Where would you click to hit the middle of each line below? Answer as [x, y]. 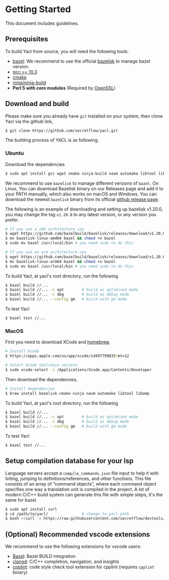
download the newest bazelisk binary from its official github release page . [82, 199]
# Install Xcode [22, 351]
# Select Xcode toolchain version [41, 365]
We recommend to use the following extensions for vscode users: [73, 547]
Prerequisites [27, 39]
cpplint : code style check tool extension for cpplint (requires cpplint [83, 567]
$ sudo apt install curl [31, 509]
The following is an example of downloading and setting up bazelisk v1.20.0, [84, 209]
